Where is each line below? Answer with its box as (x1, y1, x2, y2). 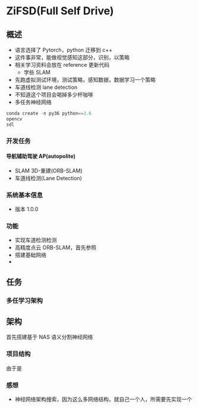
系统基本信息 (6, 191, 43, 199)
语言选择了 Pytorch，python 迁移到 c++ (14, 47, 113, 53)
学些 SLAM (23, 69, 51, 76)
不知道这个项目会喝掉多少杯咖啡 (14, 91, 93, 98)
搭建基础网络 (14, 252, 46, 259)
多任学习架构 (6, 296, 43, 305)
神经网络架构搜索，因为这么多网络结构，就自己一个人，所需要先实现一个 (14, 395, 192, 403)
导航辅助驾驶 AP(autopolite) (6, 153, 76, 160)
